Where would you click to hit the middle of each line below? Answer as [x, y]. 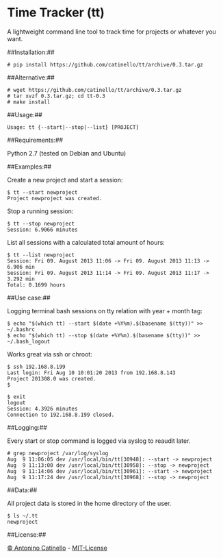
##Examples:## [29, 167]
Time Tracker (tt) [56, 13]
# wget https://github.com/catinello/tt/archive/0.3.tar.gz [95, 90]
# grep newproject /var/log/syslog [58, 453]
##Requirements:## [35, 140]
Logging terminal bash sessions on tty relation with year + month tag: [105, 311]
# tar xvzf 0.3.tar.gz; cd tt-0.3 [56, 96]
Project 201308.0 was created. [52, 378]
